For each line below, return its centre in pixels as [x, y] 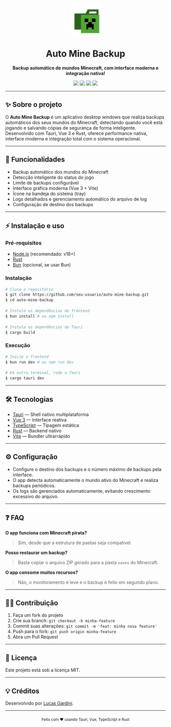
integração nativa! [85, 73]
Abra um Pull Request [35, 637]
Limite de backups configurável [46, 183]
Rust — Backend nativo [37, 430]
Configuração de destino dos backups [53, 204]
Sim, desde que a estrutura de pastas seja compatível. [75, 543]
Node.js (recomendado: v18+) [44, 254]
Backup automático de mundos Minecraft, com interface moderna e [85, 68]
